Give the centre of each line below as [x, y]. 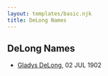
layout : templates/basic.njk [49, 14]
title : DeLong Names [37, 20]
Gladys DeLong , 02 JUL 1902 [60, 65]
